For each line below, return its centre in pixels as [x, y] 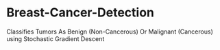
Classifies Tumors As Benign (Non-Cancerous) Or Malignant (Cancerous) [110, 32]
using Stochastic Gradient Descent [56, 38]
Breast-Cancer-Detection [81, 13]
